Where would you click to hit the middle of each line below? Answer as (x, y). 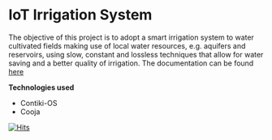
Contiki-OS (39, 103)
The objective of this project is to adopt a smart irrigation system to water (131, 37)
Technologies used (41, 87)
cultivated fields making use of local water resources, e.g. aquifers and (127, 45)
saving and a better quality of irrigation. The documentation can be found (131, 63)
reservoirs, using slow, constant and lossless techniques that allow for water (136, 54)
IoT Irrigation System (80, 15)
